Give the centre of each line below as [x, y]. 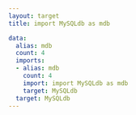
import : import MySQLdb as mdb [76, 83]
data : [17, 38]
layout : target [34, 16]
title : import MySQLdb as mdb [59, 23]
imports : [30, 61]
